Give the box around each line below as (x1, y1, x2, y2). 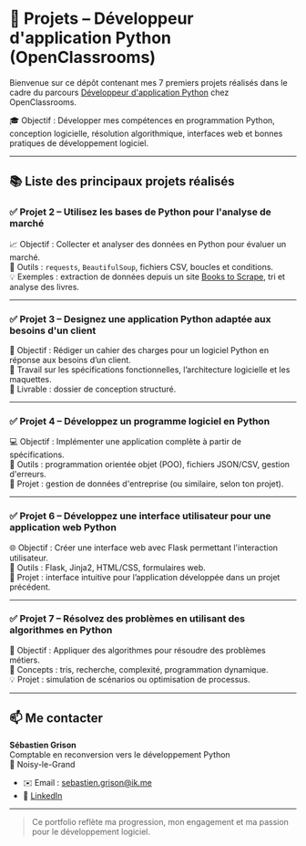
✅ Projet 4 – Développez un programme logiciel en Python (9, 414, 270, 427)
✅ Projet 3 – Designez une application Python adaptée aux (9, 312, 271, 325)
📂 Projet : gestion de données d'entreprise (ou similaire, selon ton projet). (9, 478, 284, 489)
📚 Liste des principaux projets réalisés (9, 173, 235, 190)
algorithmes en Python (9, 624, 113, 637)
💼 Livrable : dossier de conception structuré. (9, 383, 177, 394)
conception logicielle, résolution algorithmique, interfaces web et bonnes (9, 128, 283, 139)
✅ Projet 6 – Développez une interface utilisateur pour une (9, 510, 271, 523)
